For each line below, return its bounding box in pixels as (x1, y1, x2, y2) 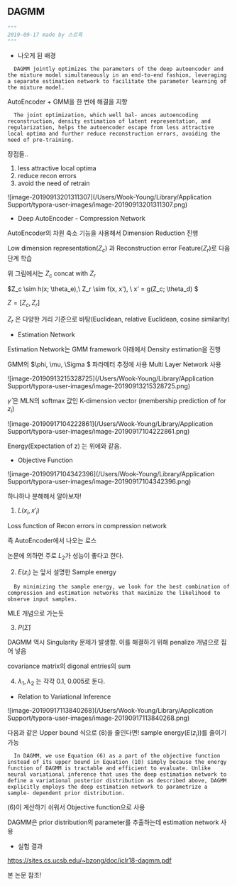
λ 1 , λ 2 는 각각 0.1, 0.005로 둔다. (17, 677, 106, 687)
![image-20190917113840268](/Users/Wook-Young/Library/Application (7, 706, 214, 714)
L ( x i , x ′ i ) (17, 506, 40, 517)
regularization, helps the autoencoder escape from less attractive (7, 124, 214, 131)
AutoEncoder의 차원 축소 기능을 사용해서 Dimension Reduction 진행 (7, 229, 199, 237)
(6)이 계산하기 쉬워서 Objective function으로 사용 (7, 803, 145, 811)
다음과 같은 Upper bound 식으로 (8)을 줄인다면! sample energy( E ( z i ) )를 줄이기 (7, 728, 227, 738)
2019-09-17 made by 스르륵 (7, 31, 83, 38)
